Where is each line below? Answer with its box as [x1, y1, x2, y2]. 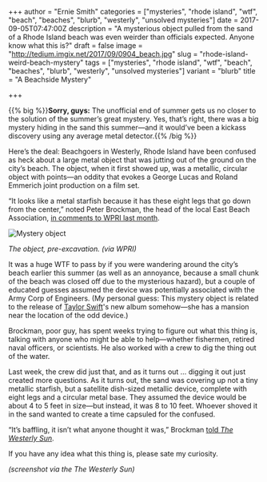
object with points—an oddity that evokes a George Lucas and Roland [8, 172, 238, 181]
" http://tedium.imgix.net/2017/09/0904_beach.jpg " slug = [8, 50, 198, 58]
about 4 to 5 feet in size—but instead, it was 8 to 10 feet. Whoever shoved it [8, 401, 258, 410]
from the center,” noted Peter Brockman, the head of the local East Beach [8, 205, 250, 214]
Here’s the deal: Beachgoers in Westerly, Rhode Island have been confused [8, 147, 257, 156]
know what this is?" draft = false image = [8, 41, 143, 50]
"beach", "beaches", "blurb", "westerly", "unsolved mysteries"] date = [8, 15, 238, 25]
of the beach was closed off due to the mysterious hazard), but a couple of [8, 277, 256, 286]
